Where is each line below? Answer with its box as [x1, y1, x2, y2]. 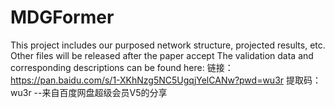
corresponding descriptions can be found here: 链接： [10, 61, 234, 73]
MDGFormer [10, 6, 115, 29]
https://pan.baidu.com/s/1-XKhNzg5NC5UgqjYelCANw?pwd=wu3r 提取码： [10, 74, 322, 86]
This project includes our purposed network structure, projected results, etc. [10, 39, 326, 51]
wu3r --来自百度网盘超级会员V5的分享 [10, 86, 168, 98]
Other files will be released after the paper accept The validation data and [10, 49, 314, 61]
